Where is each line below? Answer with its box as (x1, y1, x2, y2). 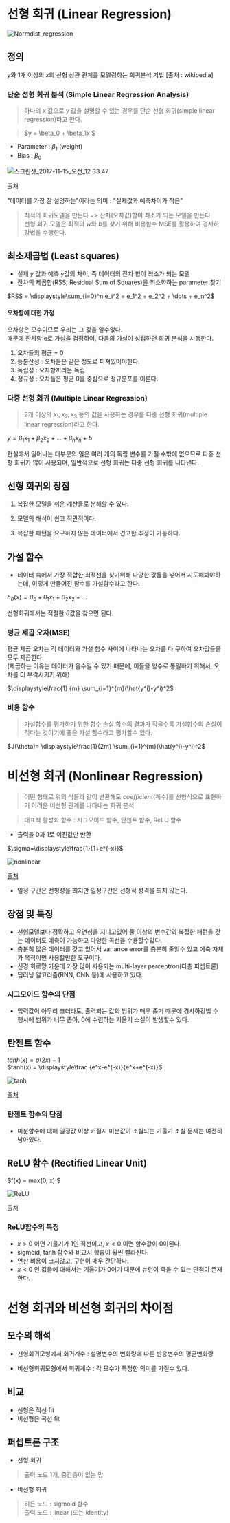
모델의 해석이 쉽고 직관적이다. (16, 514, 97, 523)
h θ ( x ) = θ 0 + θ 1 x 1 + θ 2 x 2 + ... (7, 593, 87, 603)
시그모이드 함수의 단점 (7, 990, 76, 999)
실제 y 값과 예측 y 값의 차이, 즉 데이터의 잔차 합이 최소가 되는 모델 (16, 270, 190, 278)
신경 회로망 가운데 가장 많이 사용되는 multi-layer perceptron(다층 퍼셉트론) (16, 962, 219, 970)
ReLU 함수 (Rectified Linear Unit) (7, 1158, 148, 1169)
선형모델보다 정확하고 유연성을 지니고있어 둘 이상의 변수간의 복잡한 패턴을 (16, 928, 214, 936)
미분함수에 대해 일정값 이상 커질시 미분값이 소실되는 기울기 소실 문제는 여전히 (16, 1127, 223, 1135)
